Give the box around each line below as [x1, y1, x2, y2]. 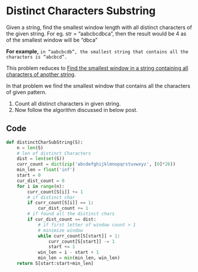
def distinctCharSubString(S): [6, 139, 83, 145]
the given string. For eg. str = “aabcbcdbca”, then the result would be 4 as [6, 30, 187, 37]
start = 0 [17, 172, 41, 178]
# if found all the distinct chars [27, 211, 115, 217]
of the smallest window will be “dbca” [6, 36, 98, 43]
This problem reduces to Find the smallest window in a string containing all [6, 64, 189, 72]
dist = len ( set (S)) [17, 156, 65, 162]
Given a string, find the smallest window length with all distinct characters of [6, 24, 192, 31]
